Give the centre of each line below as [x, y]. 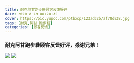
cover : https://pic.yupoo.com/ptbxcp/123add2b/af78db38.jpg [67, 18]
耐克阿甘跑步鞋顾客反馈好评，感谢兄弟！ [52, 45]
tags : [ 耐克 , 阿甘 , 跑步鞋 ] [29, 23]
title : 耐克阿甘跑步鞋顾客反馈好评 [36, 9]
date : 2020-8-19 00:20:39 [31, 14]
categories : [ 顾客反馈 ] [28, 27]
